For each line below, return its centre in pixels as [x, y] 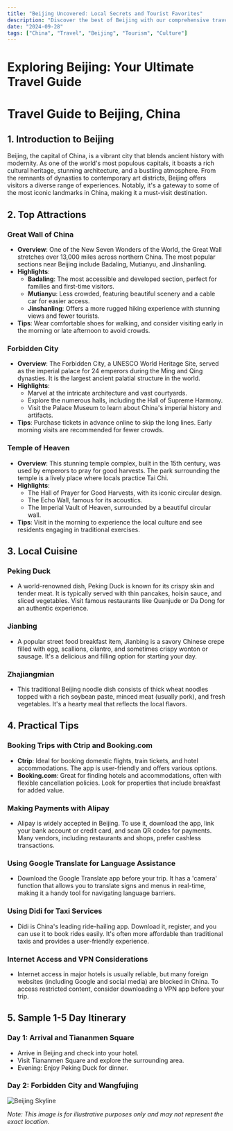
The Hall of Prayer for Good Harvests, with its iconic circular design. [124, 493]
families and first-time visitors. [71, 287]
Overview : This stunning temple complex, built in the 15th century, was [119, 463]
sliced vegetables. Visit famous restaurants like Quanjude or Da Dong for [121, 601]
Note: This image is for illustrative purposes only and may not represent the [115, 1114]
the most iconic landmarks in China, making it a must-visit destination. [107, 193]
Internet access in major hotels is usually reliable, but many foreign [113, 974]
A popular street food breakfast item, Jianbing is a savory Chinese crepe [121, 641]
